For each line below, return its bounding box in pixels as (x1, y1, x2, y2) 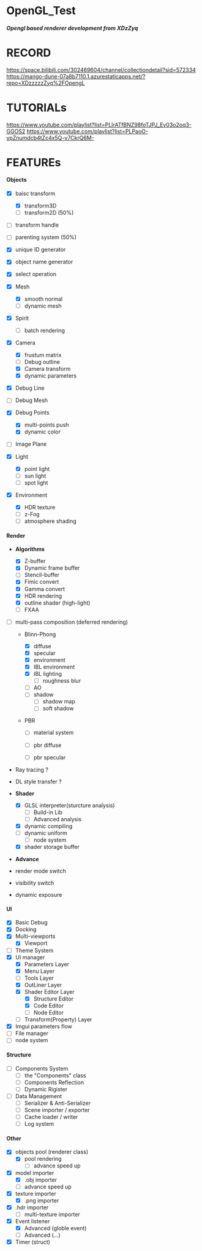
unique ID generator (15, 246, 66, 254)
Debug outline (24, 358, 60, 365)
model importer (15, 1169, 54, 1176)
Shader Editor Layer (24, 988, 75, 995)
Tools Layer (24, 974, 54, 982)
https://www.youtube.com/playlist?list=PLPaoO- (26, 127, 149, 135)
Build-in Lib (33, 808, 63, 816)
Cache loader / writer (24, 1114, 78, 1121)
